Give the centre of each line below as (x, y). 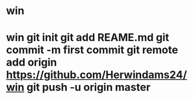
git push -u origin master (88, 88)
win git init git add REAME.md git (88, 38)
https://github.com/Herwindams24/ (97, 75)
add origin (32, 62)
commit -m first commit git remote (92, 50)
